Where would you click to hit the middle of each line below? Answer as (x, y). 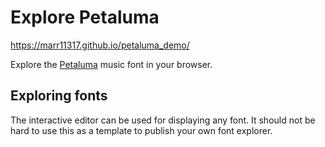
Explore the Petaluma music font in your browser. (111, 64)
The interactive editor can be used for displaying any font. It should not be (163, 120)
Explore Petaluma (85, 17)
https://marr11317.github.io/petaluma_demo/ (100, 45)
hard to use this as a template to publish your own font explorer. (141, 130)
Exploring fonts (59, 96)
